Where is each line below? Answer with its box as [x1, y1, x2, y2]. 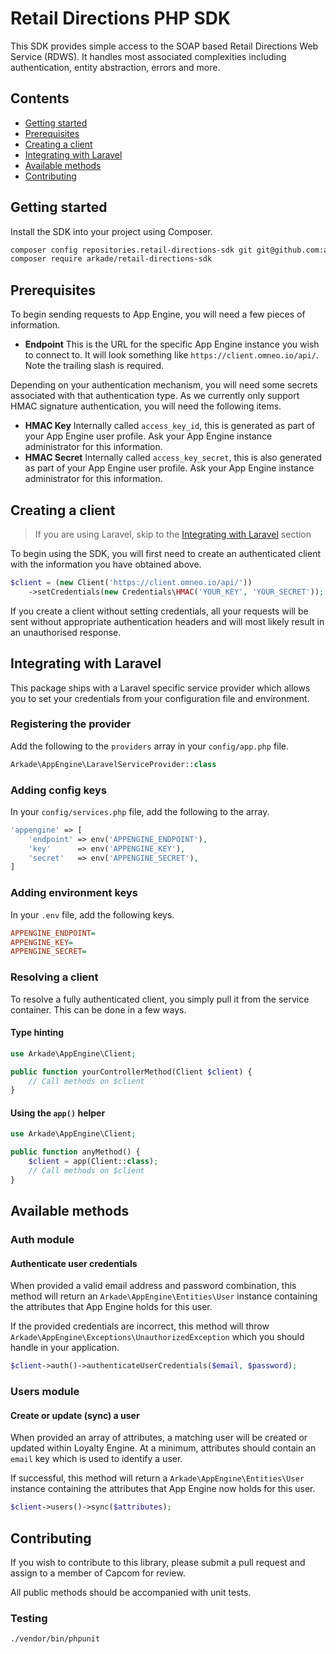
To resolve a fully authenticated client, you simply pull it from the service [10, 993, 310, 1005]
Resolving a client [10, 970, 99, 984]
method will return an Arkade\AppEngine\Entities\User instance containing [10, 1290, 318, 1302]
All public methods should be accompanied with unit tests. [10, 1587, 252, 1599]
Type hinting [10, 1027, 65, 1039]
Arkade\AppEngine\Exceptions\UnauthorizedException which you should [10, 1331, 305, 1343]
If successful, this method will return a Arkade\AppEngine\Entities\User [10, 1472, 305, 1484]
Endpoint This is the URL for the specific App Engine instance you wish [24, 338, 320, 351]
